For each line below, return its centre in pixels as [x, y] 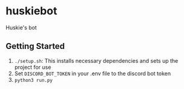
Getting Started [35, 46]
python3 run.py [33, 80]
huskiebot [32, 11]
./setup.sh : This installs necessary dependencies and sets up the [96, 60]
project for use [33, 67]
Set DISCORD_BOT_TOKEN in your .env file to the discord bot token [93, 73]
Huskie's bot [21, 27]
